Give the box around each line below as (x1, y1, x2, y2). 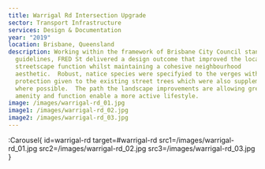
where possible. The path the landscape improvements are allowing (15, 84, 245, 93)
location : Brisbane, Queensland (8, 41, 114, 49)
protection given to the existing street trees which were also (15, 77, 231, 85)
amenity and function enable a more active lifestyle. (15, 92, 200, 100)
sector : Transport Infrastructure (8, 19, 122, 27)
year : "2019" (8, 33, 51, 42)
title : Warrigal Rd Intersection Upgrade (8, 11, 147, 20)
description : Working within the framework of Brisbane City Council (8, 48, 242, 56)
